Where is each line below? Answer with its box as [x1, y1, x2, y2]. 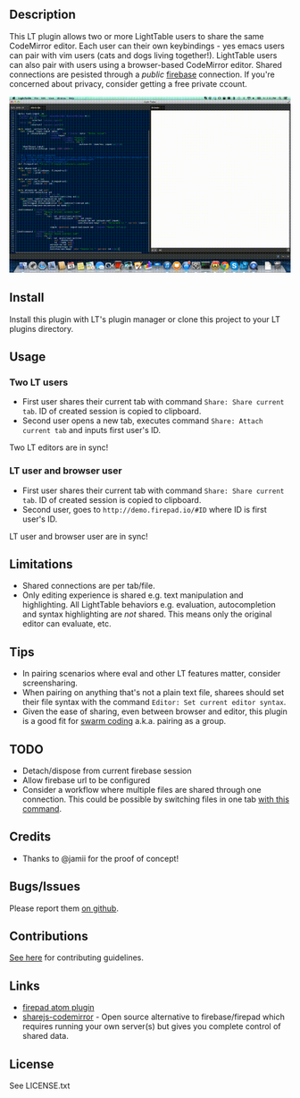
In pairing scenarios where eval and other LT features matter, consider [21, 668, 281, 679]
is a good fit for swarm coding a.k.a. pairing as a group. [21, 716, 227, 727]
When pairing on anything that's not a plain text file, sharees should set [21, 687, 285, 698]
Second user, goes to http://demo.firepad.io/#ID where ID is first [21, 504, 268, 515]
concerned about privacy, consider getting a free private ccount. [9, 78, 247, 89]
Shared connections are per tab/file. [21, 581, 155, 592]
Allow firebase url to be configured [21, 775, 151, 786]
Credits [9, 830, 52, 845]
